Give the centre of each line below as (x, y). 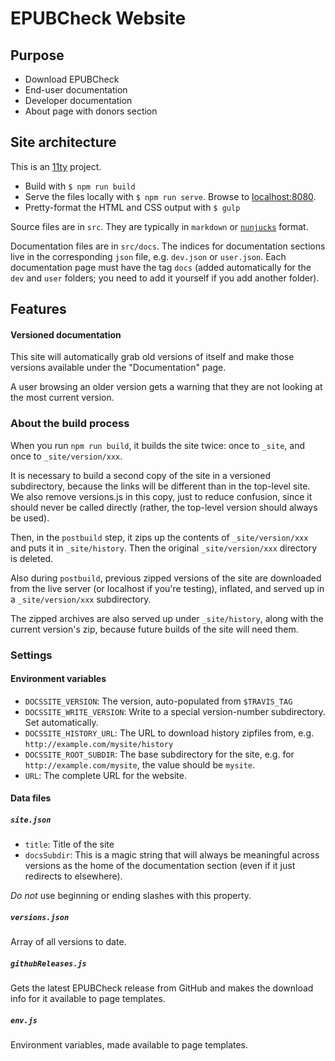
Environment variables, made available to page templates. (129, 1045)
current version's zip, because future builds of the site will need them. (154, 629)
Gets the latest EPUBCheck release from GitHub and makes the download (162, 988)
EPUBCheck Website (98, 18)
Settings (31, 655)
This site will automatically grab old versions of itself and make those (152, 357)
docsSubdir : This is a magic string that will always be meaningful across (172, 855)
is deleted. (32, 558)
